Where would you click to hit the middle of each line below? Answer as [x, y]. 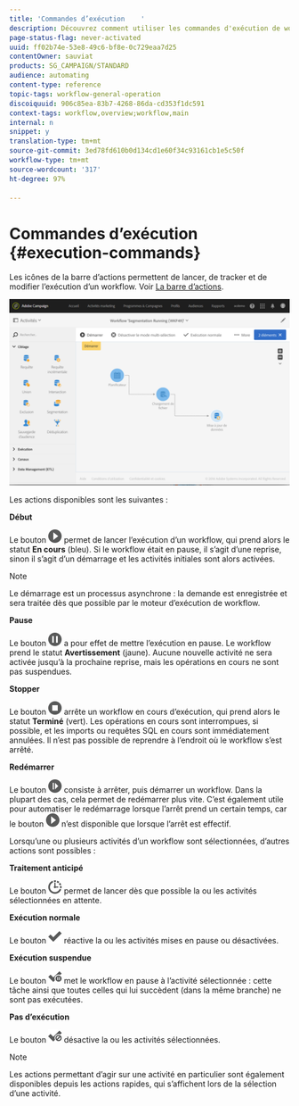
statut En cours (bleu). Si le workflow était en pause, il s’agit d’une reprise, [145, 550]
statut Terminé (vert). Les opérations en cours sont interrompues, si [134, 721]
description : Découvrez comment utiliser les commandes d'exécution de [145, 28]
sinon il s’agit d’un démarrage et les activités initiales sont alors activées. [142, 559]
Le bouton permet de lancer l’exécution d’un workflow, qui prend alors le [149, 540]
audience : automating [49, 76]
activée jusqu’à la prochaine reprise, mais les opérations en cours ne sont [144, 662]
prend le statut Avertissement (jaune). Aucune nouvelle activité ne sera [141, 653]
